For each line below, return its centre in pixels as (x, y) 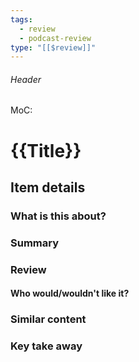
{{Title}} (46, 150)
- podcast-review (55, 38)
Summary (35, 243)
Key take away (46, 346)
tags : (21, 19)
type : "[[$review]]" (53, 47)
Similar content (48, 319)
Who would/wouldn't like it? (70, 293)
